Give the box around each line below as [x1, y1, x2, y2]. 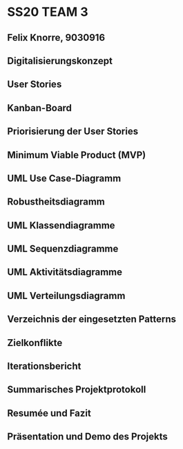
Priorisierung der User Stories [7, 126, 139, 137]
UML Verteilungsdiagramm [7, 289, 126, 301]
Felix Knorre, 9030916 [7, 32, 106, 44]
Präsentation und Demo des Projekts [7, 431, 168, 443]
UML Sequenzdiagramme [7, 243, 119, 255]
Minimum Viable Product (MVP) [7, 149, 146, 161]
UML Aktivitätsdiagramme [7, 267, 123, 278]
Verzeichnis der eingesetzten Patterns [7, 314, 177, 325]
